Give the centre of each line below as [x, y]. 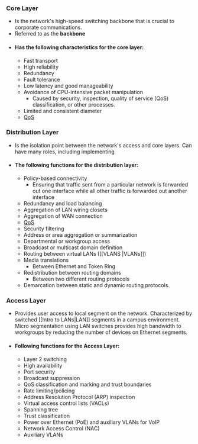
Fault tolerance [42, 79]
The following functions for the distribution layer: [77, 165]
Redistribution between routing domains [72, 273]
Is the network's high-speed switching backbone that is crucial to [94, 21]
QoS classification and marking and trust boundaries [87, 384]
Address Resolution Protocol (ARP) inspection [79, 397]
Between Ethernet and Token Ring [74, 266]
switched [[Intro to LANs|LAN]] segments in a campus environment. [97, 320]
